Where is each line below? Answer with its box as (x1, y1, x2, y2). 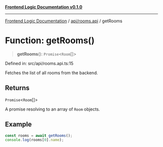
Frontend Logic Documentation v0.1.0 (5, 4, 82, 10)
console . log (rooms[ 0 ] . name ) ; (5, 138, 64, 143)
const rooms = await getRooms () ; (5, 133, 73, 138)
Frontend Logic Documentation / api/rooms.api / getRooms (5, 18, 123, 24)
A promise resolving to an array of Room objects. (5, 106, 100, 112)
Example (5, 120, 32, 129)
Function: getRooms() (5, 35, 95, 46)
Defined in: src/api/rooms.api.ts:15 (5, 60, 74, 66)
